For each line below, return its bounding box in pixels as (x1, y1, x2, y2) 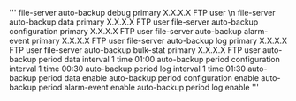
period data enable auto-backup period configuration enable (38, 73, 259, 83)
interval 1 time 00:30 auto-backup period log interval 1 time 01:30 (9, 63, 246, 74)
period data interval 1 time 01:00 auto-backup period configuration (38, 54, 280, 64)
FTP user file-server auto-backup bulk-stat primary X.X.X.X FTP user (9, 45, 261, 55)
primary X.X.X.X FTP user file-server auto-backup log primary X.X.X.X (31, 35, 288, 46)
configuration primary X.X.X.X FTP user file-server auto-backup (9, 26, 243, 36)
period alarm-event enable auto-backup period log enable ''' (38, 83, 259, 92)
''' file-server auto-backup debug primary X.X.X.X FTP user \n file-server (9, 8, 276, 18)
